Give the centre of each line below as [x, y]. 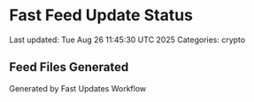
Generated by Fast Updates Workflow [78, 88]
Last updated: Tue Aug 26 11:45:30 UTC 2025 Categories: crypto [127, 40]
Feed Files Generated [69, 67]
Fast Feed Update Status [101, 15]
